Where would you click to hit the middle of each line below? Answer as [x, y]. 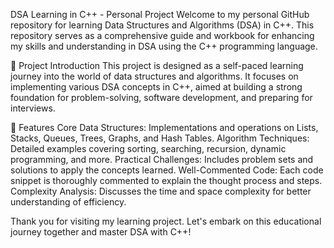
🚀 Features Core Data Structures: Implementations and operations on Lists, [164, 127]
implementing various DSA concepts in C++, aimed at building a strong [156, 87]
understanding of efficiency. [68, 202]
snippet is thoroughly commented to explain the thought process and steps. [166, 180]
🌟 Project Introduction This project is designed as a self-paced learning [157, 65]
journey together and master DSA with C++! [101, 232]
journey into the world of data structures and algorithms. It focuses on [154, 76]
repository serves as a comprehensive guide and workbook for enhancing [162, 35]
